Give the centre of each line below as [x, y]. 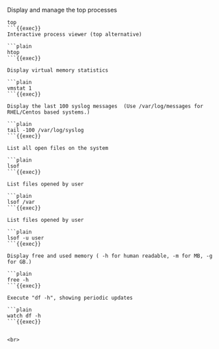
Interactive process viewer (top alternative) [75, 34]
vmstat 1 [20, 88]
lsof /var [21, 202]
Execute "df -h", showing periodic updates [70, 298]
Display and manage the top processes [62, 10]
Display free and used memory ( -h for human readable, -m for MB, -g [110, 256]
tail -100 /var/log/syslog [46, 130]
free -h [18, 280]
